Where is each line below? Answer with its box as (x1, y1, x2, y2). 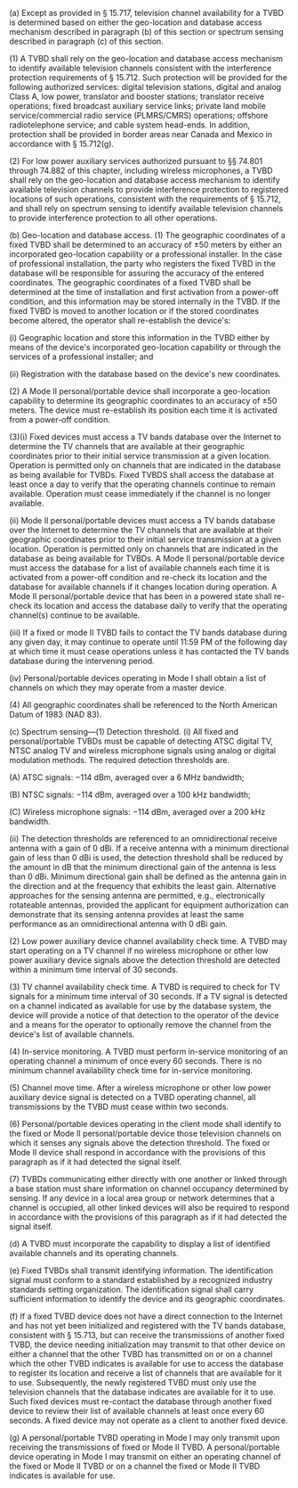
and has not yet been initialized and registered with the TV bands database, (9, 1320, 286, 1331)
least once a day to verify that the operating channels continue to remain (9, 479, 276, 489)
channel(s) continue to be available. (9, 610, 141, 621)
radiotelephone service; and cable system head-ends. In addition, (9, 119, 251, 130)
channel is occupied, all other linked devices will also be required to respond (9, 1203, 290, 1213)
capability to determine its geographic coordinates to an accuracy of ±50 (9, 396, 278, 406)
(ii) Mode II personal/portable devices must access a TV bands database (9, 515, 276, 525)
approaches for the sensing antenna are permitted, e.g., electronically (9, 891, 265, 900)
